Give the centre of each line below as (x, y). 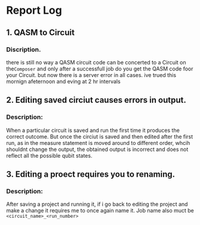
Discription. (24, 50)
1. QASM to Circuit (40, 33)
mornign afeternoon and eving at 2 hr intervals (63, 81)
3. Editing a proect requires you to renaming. (91, 174)
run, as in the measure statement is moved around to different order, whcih (98, 143)
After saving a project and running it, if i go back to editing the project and (97, 204)
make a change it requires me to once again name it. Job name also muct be (100, 211)
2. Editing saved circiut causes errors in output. (96, 100)
